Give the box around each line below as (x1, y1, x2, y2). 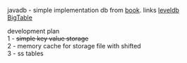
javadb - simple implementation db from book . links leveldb (7, 6, 180, 14)
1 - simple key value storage (7, 34, 89, 43)
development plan (7, 27, 60, 35)
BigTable (7, 13, 33, 22)
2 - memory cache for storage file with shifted (7, 42, 141, 50)
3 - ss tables (7, 49, 44, 57)
